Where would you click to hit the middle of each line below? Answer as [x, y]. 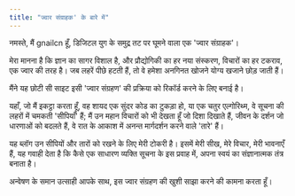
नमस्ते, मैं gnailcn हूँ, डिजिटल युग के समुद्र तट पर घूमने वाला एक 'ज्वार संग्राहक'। [124, 43]
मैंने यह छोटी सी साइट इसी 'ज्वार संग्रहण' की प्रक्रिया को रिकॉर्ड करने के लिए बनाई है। [127, 88]
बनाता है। [23, 163]
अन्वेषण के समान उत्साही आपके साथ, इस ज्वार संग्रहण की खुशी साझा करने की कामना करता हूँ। [141, 181]
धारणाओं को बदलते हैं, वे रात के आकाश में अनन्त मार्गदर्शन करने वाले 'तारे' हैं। [116, 126]
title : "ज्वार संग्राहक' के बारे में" [59, 17]
